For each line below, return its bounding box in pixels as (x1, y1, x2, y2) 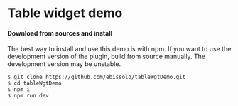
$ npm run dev (7, 92, 50, 100)
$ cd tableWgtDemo (7, 80, 62, 87)
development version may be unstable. (7, 60, 121, 68)
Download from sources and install (7, 28, 112, 37)
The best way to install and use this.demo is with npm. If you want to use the (7, 45, 232, 53)
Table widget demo (7, 5, 123, 21)
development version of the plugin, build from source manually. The (7, 52, 206, 61)
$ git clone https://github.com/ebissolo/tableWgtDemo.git (7, 73, 186, 81)
